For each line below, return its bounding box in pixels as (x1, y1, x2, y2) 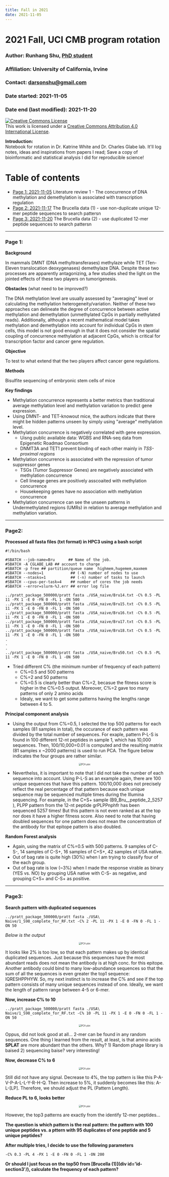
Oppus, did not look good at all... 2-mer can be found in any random (5, 1031, 146, 1037)
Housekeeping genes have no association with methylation (20, 488, 142, 494)
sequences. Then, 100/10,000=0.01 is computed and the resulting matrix (12, 742, 162, 748)
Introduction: (5, 138, 34, 144)
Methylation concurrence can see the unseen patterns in (12, 499, 130, 505)
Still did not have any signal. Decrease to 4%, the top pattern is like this (5, 1074, 153, 1080)
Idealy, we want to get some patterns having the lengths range (20, 696, 150, 702)
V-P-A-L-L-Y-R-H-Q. (5, 1079, 47, 1085)
